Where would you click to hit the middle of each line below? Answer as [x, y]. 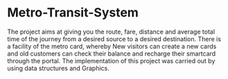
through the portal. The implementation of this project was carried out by [111, 60]
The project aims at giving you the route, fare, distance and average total [111, 32]
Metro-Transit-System [73, 13]
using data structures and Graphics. [58, 68]
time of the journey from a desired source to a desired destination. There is [114, 38]
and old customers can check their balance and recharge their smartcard [112, 54]
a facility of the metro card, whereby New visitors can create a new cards [112, 46]
